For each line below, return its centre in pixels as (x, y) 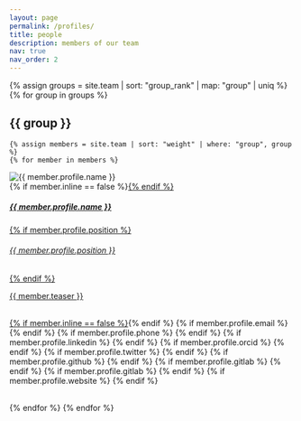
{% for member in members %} (64, 160)
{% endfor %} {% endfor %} (62, 407)
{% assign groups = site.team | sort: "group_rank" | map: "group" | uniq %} (149, 85)
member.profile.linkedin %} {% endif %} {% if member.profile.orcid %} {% (147, 342)
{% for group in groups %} (59, 95)
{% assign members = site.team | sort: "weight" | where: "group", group (151, 144)
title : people (36, 34)
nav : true (28, 51)
